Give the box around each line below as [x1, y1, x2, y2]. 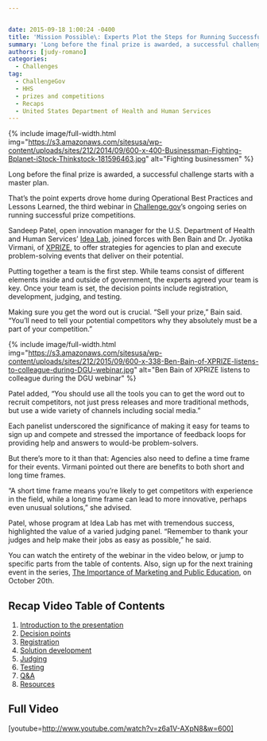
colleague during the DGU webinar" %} [8, 373, 137, 383]
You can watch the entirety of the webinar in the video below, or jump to [8, 551, 245, 560]
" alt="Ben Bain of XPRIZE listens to [133, 365, 250, 375]
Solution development [19, 645, 92, 655]
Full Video [8, 702, 60, 716]
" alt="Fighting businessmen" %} [145, 154, 254, 164]
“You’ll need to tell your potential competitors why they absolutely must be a [8, 316, 257, 326]
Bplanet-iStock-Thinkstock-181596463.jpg [8, 154, 146, 164]
